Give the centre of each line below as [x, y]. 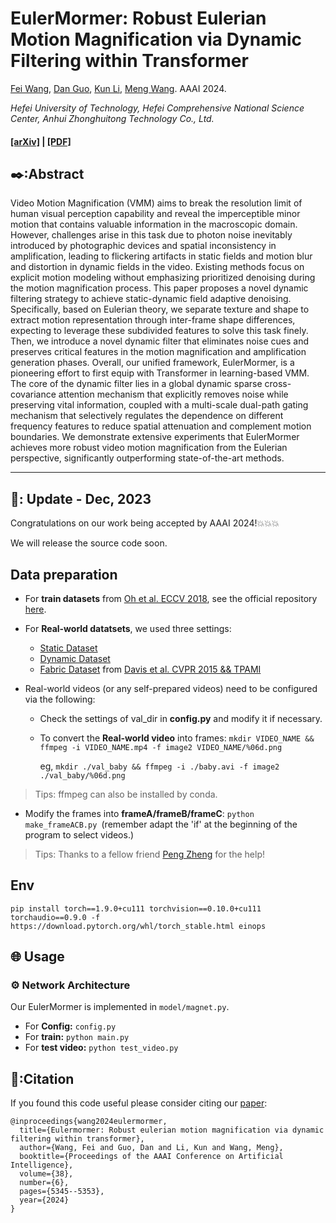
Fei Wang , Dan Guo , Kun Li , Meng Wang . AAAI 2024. [118, 88]
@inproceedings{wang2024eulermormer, [89, 1122]
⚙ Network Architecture [70, 985]
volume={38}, [46, 1174]
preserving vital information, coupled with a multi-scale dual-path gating [159, 405]
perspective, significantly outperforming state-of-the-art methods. [147, 458]
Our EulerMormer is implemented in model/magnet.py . [120, 1007]
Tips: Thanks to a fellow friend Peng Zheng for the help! [150, 854]
